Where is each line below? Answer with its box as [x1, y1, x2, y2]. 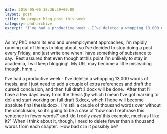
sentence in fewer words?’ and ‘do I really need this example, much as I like [5, 113, 160, 119]
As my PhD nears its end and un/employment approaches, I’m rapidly [5, 39, 147, 45]
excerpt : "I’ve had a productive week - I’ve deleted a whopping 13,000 [5, 26, 159, 31]
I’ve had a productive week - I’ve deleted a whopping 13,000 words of [5, 76, 149, 82]
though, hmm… [5, 66, 36, 72]
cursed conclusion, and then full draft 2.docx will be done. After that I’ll [5, 86, 152, 92]
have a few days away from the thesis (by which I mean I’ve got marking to [5, 92, 159, 98]
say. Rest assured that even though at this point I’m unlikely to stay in [5, 55, 148, 61]
